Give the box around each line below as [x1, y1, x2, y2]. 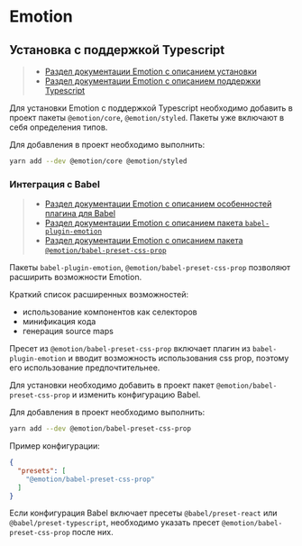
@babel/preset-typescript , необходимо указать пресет [9, 517, 220, 528]
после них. [71, 527, 114, 538]
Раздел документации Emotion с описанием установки [44, 66, 257, 77]
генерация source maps [22, 326, 114, 337]
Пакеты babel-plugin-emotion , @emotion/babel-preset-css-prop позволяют [9, 262, 291, 273]
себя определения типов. [9, 122, 108, 132]
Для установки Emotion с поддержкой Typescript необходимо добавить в [9, 103, 293, 114]
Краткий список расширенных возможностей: [9, 289, 189, 300]
